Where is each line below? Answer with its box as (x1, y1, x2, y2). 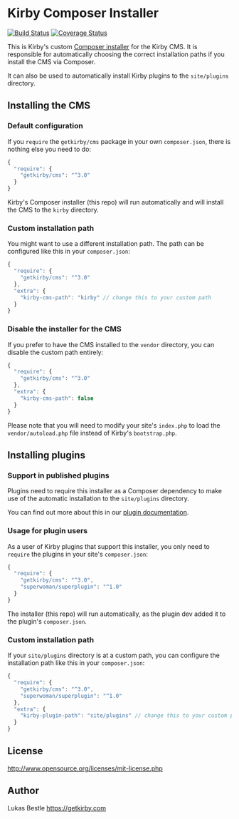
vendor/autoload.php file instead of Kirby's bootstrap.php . (7, 428, 178, 437)
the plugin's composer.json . (7, 617, 87, 625)
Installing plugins (7, 449, 85, 461)
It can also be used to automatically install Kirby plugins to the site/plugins (7, 71, 229, 80)
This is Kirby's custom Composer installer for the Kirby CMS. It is (7, 42, 198, 51)
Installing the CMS (7, 100, 91, 112)
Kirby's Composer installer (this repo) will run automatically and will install (7, 198, 224, 206)
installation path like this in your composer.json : (7, 659, 145, 667)
